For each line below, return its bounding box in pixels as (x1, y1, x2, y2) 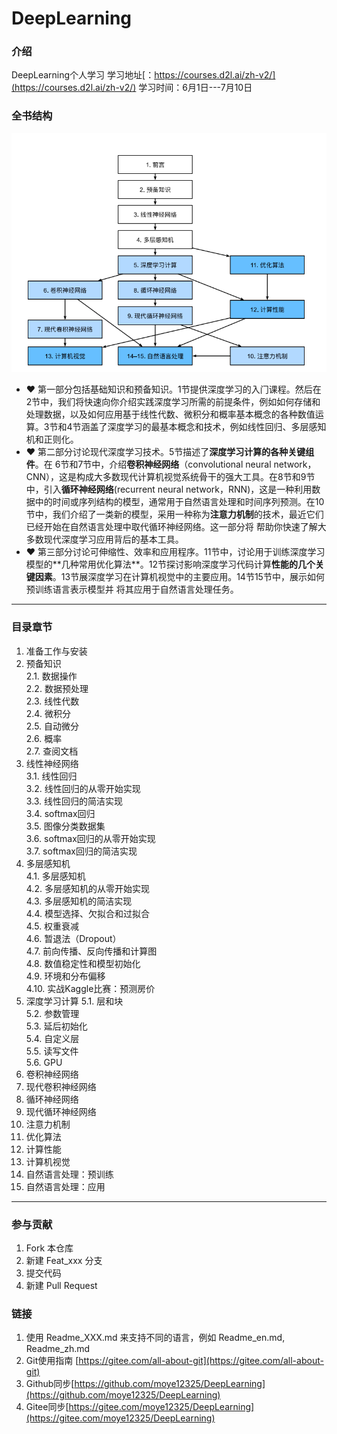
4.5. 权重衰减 (25, 920, 80, 932)
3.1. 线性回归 (25, 770, 78, 782)
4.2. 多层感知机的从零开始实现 (25, 882, 150, 894)
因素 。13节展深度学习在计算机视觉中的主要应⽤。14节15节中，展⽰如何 (34, 571, 325, 583)
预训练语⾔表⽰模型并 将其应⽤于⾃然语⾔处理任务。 (25, 583, 239, 596)
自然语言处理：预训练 (25, 1168, 114, 1180)
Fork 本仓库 (25, 1242, 74, 1254)
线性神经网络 (25, 757, 79, 769)
